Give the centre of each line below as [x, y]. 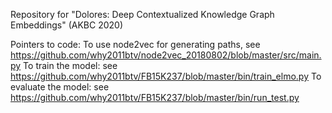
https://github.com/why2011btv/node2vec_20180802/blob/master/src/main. [166, 55]
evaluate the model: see [60, 87]
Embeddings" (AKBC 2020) [66, 25]
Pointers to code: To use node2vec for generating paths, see [135, 44]
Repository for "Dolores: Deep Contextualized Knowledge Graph [142, 14]
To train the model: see [70, 65]
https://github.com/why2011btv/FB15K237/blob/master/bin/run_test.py [155, 97]
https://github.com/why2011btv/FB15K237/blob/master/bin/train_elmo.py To [166, 76]
